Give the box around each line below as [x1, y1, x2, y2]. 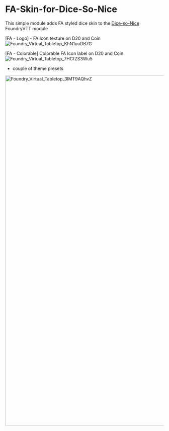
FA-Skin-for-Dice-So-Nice [5, 4, 117, 15]
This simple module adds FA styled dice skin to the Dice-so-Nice [5, 20, 140, 26]
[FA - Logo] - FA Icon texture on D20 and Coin [5, 35, 101, 41]
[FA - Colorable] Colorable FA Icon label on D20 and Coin [5, 50, 124, 56]
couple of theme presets [12, 65, 64, 71]
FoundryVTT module [5, 25, 48, 31]
